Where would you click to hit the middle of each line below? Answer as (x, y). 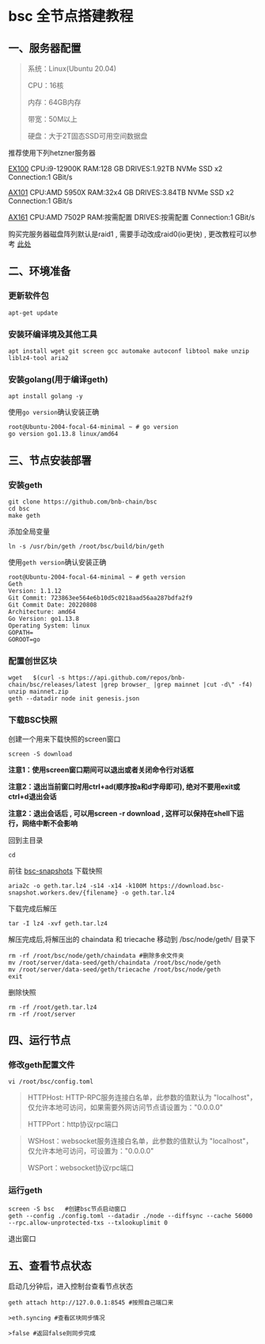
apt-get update (33, 313)
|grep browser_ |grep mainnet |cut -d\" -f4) (176, 685)
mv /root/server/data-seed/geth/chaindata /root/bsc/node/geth (115, 963)
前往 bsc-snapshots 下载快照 (55, 871)
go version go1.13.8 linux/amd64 (63, 434)
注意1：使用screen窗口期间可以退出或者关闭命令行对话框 (101, 769)
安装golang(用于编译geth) (58, 379)
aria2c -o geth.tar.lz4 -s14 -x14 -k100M (78, 886)
